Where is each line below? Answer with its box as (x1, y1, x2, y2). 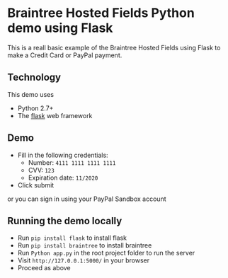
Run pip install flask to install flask (17, 233, 127, 242)
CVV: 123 (28, 166, 55, 174)
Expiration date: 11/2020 (28, 173, 98, 182)
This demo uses (7, 90, 55, 98)
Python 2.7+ (17, 104, 54, 112)
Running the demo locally (7, 214, 122, 227)
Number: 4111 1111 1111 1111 (28, 158, 116, 167)
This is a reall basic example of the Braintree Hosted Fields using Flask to (7, 43, 221, 52)
